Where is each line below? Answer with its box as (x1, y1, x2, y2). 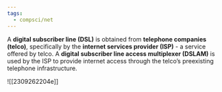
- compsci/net (13, 16, 53, 23)
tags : (7, 10, 23, 17)
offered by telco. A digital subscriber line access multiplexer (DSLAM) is (7, 49, 215, 58)
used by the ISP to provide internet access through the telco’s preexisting (7, 57, 214, 65)
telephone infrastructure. (7, 64, 77, 72)
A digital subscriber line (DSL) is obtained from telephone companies (7, 35, 207, 43)
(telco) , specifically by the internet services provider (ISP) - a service (7, 42, 206, 50)
